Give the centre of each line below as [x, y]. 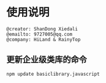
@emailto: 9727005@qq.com [39, 34]
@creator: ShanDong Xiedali [42, 29]
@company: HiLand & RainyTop [44, 39]
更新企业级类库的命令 [47, 60]
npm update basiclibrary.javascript [53, 74]
